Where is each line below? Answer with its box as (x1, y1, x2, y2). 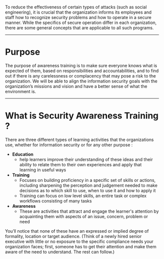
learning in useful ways (19, 167, 66, 173)
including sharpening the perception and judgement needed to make (19, 182, 158, 188)
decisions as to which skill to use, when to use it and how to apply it (19, 187, 156, 193)
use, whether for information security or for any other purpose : (5, 141, 133, 148)
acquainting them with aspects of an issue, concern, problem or (19, 213, 148, 219)
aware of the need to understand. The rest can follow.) (5, 249, 115, 255)
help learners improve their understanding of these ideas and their (19, 156, 153, 162)
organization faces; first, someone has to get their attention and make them (5, 243, 157, 249)
